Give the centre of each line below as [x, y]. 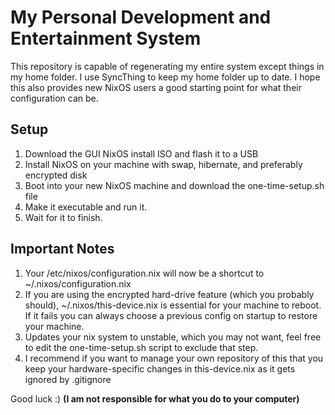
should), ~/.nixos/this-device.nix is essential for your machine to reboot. [173, 305]
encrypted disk [56, 175]
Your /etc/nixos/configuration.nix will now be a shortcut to [144, 273]
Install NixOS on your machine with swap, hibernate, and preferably [163, 164]
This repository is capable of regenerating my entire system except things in [167, 66]
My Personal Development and [141, 17]
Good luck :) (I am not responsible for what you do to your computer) [155, 398]
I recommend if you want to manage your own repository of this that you [174, 358]
